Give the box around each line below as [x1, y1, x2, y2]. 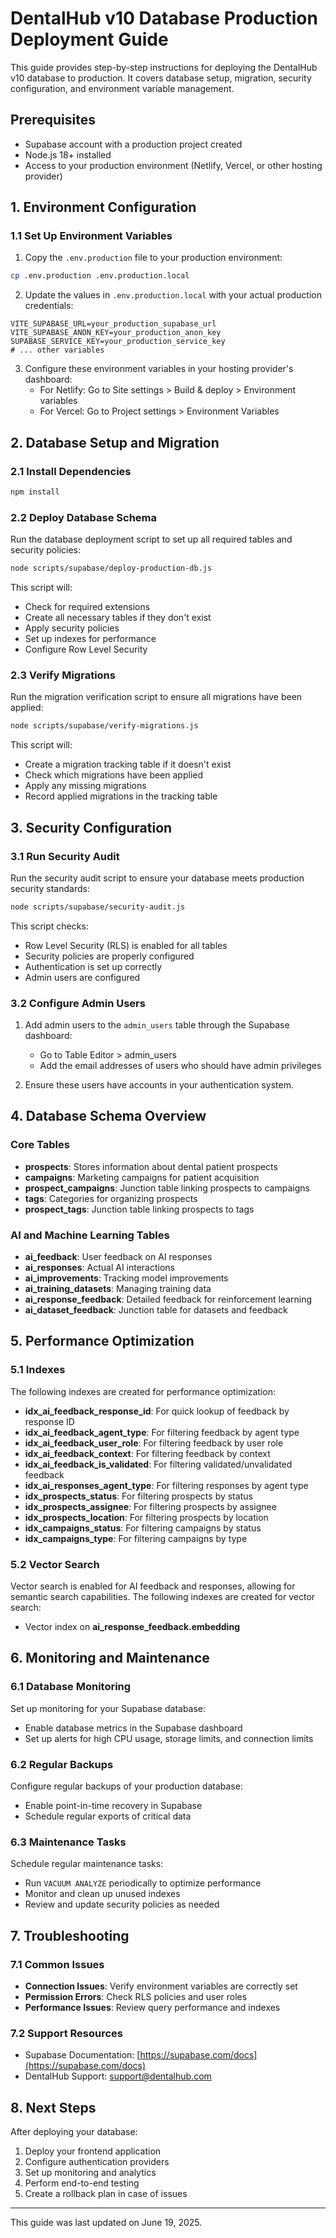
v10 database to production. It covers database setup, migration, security [10, 72, 312, 84]
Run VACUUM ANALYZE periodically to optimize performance [24, 1877, 262, 1889]
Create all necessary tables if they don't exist [24, 612, 212, 624]
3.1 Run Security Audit [10, 849, 120, 863]
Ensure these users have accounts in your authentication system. [24, 1079, 295, 1091]
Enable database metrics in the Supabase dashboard [24, 1722, 243, 1734]
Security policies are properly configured [24, 950, 195, 962]
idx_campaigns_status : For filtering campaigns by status [24, 1522, 262, 1534]
